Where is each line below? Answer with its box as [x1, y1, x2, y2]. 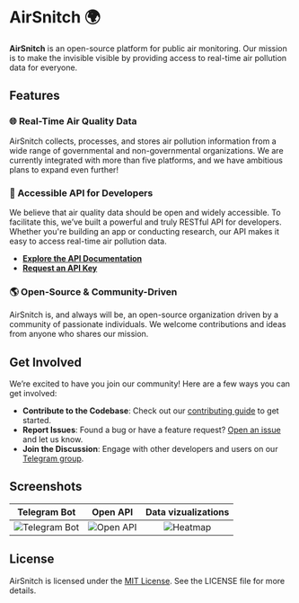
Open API [91, 505, 133, 518]
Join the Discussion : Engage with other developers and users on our [22, 444, 278, 455]
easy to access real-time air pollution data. [9, 235, 168, 246]
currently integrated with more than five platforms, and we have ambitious [9, 155, 283, 165]
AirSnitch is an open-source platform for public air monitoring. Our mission [9, 42, 287, 54]
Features [9, 88, 60, 103]
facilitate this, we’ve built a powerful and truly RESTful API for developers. [9, 217, 283, 227]
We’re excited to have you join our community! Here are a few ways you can [9, 378, 290, 389]
